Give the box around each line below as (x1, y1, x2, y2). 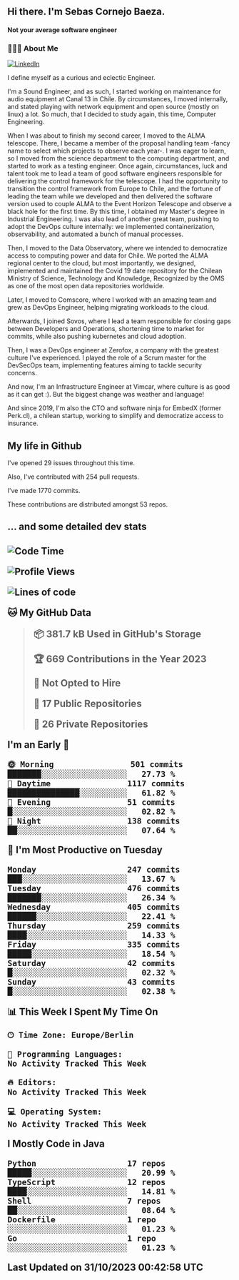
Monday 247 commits (7, 864, 180, 875)
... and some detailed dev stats (7, 521, 147, 533)
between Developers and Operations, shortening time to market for (7, 325, 205, 333)
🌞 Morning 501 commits (7, 759, 183, 769)
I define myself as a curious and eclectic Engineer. (7, 73, 156, 82)
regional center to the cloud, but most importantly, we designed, (7, 259, 196, 268)
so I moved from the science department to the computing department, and (7, 154, 230, 163)
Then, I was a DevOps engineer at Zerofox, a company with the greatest (7, 346, 219, 355)
